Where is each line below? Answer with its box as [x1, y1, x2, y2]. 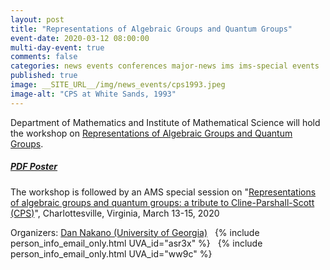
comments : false [10, 52, 78, 62]
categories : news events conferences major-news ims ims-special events [10, 61, 320, 71]
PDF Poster [10, 161, 58, 173]
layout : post [10, 14, 65, 25]
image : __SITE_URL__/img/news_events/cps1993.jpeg [10, 80, 226, 90]
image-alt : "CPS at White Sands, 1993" [10, 89, 177, 99]
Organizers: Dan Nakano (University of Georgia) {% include [10, 226, 260, 238]
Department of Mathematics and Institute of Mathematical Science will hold [10, 116, 321, 128]
